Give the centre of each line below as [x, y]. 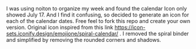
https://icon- [130, 27]
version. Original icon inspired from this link [60, 27]
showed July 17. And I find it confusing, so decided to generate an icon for [98, 15]
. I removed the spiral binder [154, 34]
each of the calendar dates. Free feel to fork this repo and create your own [98, 21]
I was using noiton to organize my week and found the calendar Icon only [97, 9]
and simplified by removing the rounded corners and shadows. [84, 40]
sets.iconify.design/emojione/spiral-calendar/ [62, 34]
